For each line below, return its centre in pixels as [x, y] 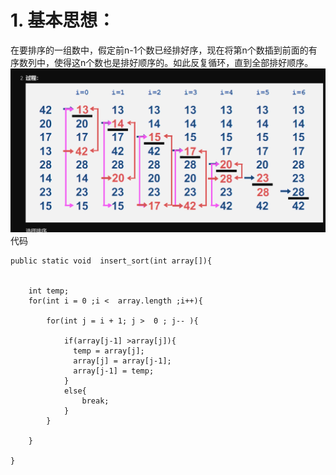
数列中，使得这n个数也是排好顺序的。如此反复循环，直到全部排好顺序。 [166, 62]
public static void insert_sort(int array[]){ [111, 261]
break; [95, 401]
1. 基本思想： [63, 20]
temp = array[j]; [109, 351]
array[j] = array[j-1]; [122, 361]
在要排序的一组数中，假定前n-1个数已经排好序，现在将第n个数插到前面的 [159, 50]
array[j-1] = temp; [114, 371]
